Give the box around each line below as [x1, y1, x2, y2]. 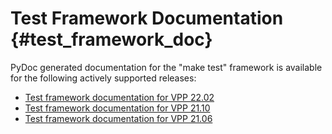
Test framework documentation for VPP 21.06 [24, 112, 213, 124]
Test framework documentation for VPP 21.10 [24, 102, 211, 114]
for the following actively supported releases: [10, 72, 197, 84]
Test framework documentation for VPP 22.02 [24, 91, 215, 103]
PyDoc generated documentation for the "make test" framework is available [10, 61, 323, 73]
